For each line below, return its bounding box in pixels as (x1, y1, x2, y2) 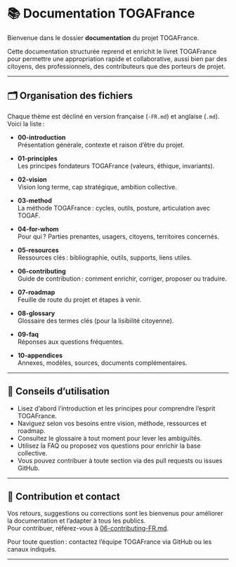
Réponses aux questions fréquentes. (17, 338, 124, 346)
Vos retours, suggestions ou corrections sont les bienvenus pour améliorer (7, 509, 223, 518)
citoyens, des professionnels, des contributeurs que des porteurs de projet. (7, 62, 226, 70)
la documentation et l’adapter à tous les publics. (7, 516, 146, 525)
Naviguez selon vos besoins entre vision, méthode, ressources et (17, 419, 207, 427)
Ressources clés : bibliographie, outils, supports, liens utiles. (17, 253, 192, 262)
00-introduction (17, 133, 66, 141)
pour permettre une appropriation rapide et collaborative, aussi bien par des (7, 54, 228, 63)
